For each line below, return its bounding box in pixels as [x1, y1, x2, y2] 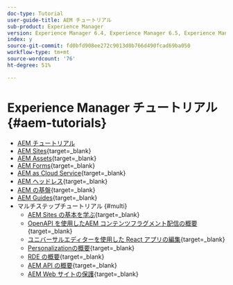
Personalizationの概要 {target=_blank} [27, 243, 135, 252]
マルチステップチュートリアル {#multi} [17, 202, 128, 210]
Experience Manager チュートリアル [7, 100, 218, 115]
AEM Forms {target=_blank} [17, 161, 96, 170]
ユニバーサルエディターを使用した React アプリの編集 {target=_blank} [27, 235, 225, 243]
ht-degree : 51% [7, 62, 51, 69]
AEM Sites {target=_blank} [17, 146, 92, 155]
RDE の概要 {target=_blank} [27, 252, 105, 261]
